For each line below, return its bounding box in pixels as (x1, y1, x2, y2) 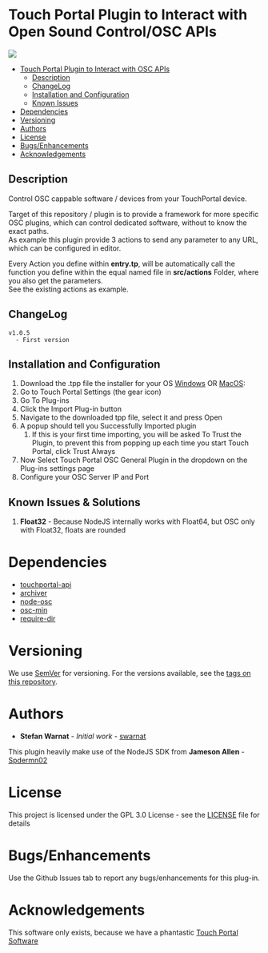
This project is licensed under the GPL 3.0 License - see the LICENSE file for (8, 810, 260, 819)
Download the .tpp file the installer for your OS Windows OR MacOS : (19, 379, 246, 388)
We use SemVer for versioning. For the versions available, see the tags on (8, 669, 251, 678)
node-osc (19, 597, 53, 606)
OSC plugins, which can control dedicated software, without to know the (8, 218, 248, 227)
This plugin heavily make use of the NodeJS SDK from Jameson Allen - (8, 747, 246, 756)
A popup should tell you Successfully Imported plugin (19, 421, 197, 431)
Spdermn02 (8, 755, 48, 765)
